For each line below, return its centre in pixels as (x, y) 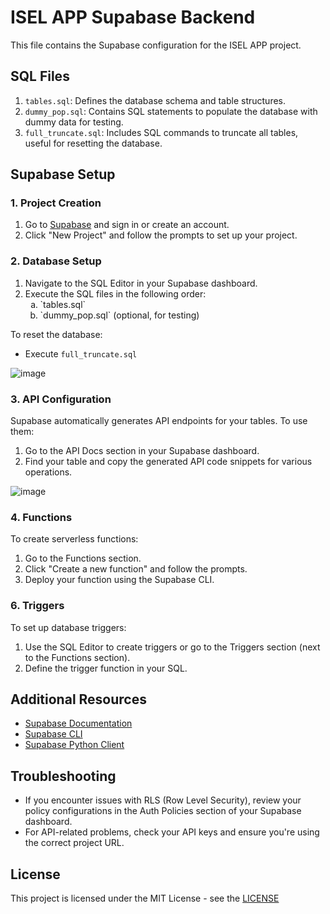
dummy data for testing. (74, 122)
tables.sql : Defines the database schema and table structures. (155, 100)
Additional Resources (78, 699)
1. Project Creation (56, 203)
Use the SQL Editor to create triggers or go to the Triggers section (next (172, 647)
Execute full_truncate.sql (81, 353)
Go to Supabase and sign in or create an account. (127, 225)
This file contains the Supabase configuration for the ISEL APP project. (156, 45)
